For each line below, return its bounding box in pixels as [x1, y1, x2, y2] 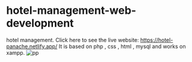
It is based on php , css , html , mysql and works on [58, 43, 186, 50]
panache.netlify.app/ [6, 43, 58, 50]
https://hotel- [140, 36, 173, 43]
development [6, 16, 74, 30]
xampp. [6, 49, 25, 56]
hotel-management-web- [6, 4, 137, 17]
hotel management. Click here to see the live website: [6, 36, 140, 43]
